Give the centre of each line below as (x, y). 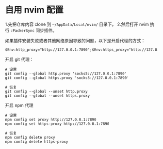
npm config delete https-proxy (37, 142)
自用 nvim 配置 (34, 10)
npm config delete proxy (30, 137)
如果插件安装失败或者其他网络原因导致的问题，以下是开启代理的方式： (75, 40)
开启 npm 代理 (19, 105)
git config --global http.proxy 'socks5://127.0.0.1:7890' (66, 74)
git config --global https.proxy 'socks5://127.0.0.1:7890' (67, 78)
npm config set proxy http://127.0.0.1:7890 (51, 119)
